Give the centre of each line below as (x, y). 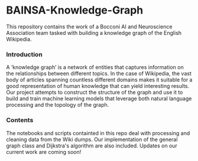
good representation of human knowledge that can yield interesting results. (98, 86)
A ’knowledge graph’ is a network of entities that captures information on (95, 67)
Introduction (24, 54)
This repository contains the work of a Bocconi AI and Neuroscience (89, 27)
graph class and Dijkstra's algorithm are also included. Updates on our (92, 146)
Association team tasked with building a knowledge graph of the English (94, 32)
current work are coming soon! (44, 152)
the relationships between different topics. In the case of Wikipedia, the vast (99, 74)
